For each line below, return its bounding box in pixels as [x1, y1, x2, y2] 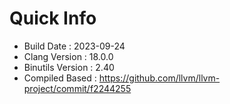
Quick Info [9, 7, 97, 30]
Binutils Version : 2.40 [23, 61, 115, 73]
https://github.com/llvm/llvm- [98, 72, 221, 84]
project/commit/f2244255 [23, 82, 132, 94]
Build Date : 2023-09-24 [23, 40, 126, 52]
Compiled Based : [23, 72, 97, 84]
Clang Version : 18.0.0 [23, 50, 114, 62]
